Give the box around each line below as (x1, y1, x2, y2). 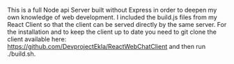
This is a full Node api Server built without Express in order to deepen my (7, 6, 217, 14)
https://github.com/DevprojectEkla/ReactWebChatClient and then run (7, 43, 206, 50)
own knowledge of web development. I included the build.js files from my (7, 13, 217, 21)
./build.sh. (7, 50, 36, 58)
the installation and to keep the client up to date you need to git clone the (7, 28, 217, 36)
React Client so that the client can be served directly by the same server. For (7, 21, 227, 28)
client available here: (7, 35, 67, 43)
